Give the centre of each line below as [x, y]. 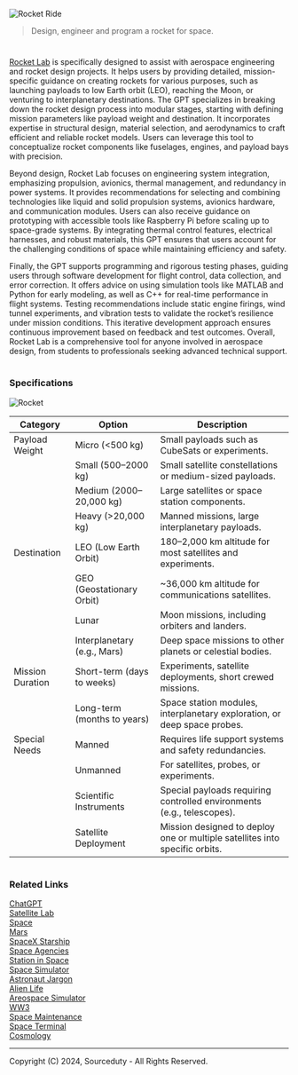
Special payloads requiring [216, 790]
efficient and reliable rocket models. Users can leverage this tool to [132, 138]
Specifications [41, 383]
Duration [32, 682]
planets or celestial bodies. [216, 651]
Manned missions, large [210, 516]
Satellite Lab [32, 913]
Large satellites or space [211, 490]
